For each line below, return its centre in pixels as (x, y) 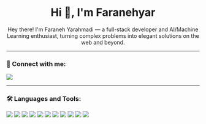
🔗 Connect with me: (36, 64)
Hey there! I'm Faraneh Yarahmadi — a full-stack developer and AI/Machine (103, 29)
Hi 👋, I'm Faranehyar (103, 13)
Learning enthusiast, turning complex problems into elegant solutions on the (103, 35)
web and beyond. (103, 42)
